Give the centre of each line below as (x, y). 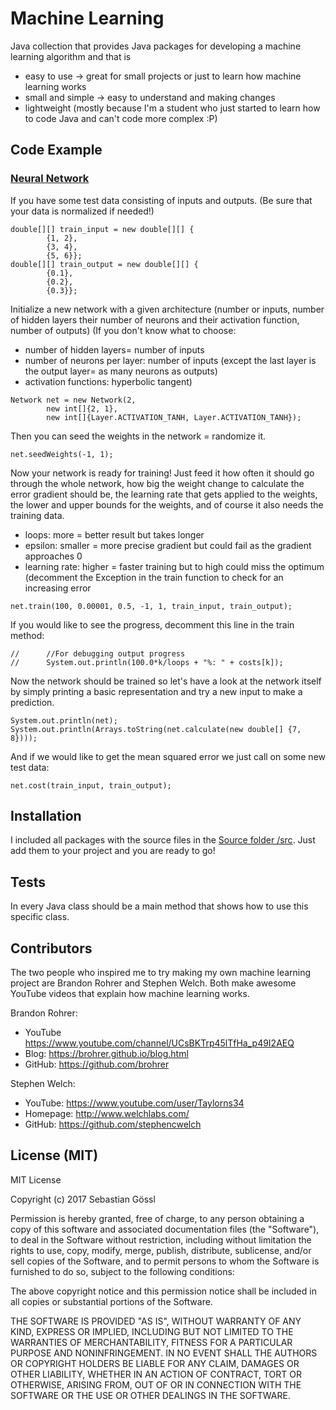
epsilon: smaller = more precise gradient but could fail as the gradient (168, 545)
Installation (46, 816)
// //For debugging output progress (98, 653)
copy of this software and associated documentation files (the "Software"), (165, 1229)
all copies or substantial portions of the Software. (111, 1301)
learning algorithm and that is (71, 56)
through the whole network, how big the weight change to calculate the (157, 483)
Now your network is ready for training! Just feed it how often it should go (162, 473)
